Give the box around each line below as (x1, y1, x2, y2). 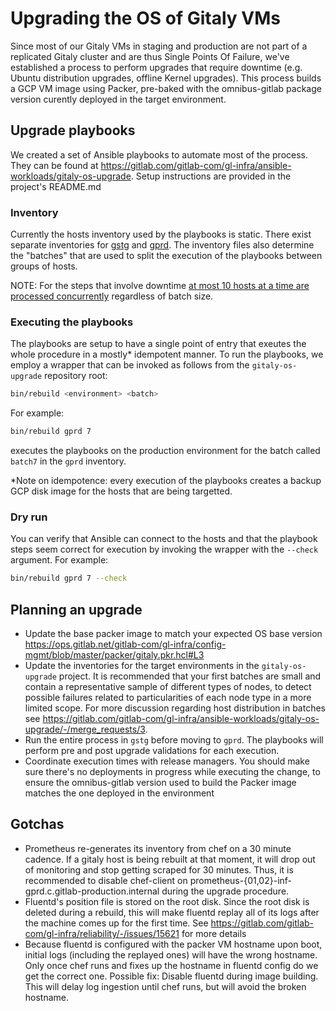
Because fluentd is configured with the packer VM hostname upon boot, (24, 938, 323, 950)
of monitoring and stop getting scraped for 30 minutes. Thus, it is (24, 863, 294, 876)
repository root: (44, 370, 108, 382)
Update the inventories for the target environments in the (24, 660, 260, 672)
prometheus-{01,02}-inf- (189, 874, 293, 886)
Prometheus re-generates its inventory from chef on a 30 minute (24, 842, 292, 854)
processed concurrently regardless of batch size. (10, 290, 214, 302)
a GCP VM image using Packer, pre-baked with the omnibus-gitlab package (10, 82, 322, 94)
